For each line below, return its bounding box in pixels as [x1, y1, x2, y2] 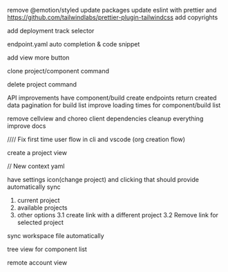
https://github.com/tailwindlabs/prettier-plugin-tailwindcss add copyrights [7, 13, 218, 21]
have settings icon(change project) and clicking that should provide [7, 176, 199, 183]
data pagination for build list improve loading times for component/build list [7, 101, 221, 109]
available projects [17, 203, 68, 212]
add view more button [7, 53, 70, 62]
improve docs [7, 122, 46, 130]
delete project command [7, 80, 77, 89]
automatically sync [7, 183, 61, 191]
